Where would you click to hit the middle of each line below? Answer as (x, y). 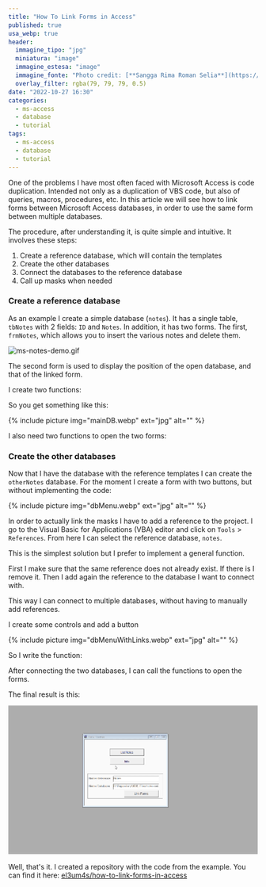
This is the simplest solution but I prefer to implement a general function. (127, 553)
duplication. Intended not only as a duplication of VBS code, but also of (124, 191)
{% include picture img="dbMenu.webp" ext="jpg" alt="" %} (107, 506)
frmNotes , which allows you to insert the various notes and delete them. (125, 335)
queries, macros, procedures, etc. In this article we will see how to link (123, 199)
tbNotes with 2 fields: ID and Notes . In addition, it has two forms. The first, (128, 327)
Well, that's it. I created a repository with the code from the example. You (127, 867)
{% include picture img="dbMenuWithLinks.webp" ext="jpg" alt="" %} (123, 640)
